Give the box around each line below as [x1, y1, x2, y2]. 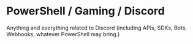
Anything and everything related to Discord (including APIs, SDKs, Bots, [6, 24, 187, 31]
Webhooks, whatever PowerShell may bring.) [6, 30, 120, 37]
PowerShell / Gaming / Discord [6, 4, 165, 18]
